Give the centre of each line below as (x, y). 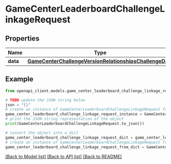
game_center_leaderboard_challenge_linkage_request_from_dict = (75, 147)
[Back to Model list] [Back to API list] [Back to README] (64, 157)
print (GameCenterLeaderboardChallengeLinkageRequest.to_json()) (75, 124)
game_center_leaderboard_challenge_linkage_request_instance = (74, 114)
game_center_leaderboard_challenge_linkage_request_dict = (69, 138)
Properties (22, 38)
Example (19, 79)
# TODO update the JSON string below (45, 100)
